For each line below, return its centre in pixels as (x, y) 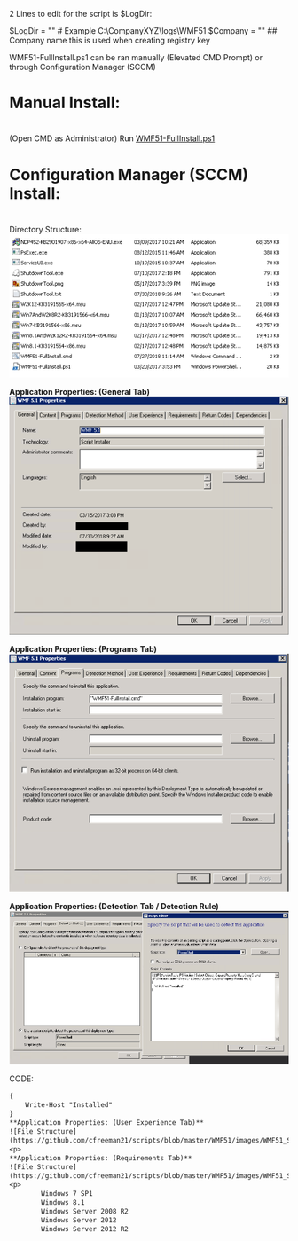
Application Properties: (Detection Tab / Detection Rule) (114, 906)
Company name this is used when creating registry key (110, 40)
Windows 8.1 (63, 1203)
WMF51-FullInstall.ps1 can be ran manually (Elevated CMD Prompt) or (136, 57)
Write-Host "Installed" (69, 1105)
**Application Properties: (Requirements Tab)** (101, 1159)
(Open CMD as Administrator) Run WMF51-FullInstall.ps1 (112, 138)
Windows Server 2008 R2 (85, 1212)
